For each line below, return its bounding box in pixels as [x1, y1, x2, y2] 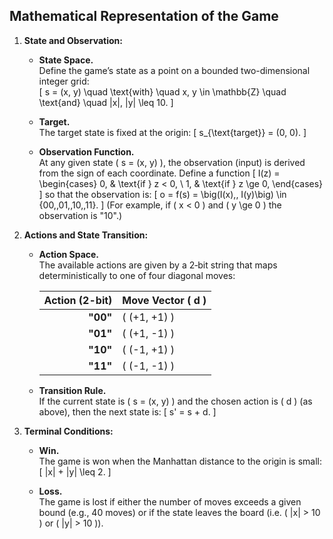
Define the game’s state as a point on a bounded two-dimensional [38, 64, 311, 76]
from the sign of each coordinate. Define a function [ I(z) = [38, 167, 281, 179]
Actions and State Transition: [23, 229, 149, 241]
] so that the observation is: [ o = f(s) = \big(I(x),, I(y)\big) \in [38, 188, 287, 200]
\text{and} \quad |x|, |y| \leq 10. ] [38, 96, 174, 108]
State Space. [38, 54, 94, 66]
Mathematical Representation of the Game [9, 8, 279, 25]
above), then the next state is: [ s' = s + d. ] [38, 405, 217, 418]
